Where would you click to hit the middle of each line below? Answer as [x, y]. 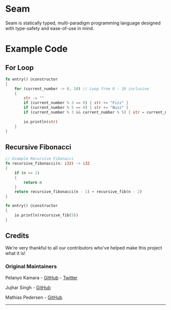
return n [33, 182]
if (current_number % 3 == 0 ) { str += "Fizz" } [76, 103]
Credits [17, 236]
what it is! [15, 253]
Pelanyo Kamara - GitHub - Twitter [41, 277]
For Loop [20, 67]
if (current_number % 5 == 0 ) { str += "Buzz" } [76, 108]
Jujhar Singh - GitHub [28, 287]
